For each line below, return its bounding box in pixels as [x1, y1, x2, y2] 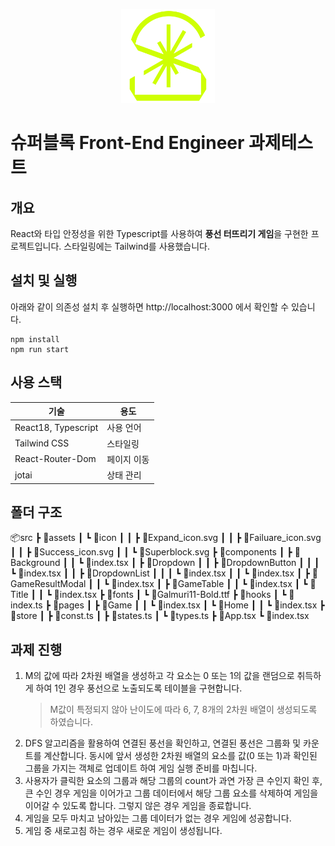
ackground [10, 557, 61, 569]
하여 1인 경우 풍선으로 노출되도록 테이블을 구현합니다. [35, 682, 243, 694]
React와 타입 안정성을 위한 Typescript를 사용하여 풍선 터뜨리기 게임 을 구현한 [10, 228, 309, 239]
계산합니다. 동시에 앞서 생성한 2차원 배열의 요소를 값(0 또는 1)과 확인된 [43, 750, 318, 762]
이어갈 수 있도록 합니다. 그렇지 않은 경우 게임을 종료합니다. [24, 800, 252, 812]
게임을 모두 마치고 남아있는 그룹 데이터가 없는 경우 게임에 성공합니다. [24, 812, 292, 824]
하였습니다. [49, 716, 94, 728]
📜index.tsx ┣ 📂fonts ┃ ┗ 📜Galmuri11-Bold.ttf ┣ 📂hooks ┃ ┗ [53, 589, 287, 601]
